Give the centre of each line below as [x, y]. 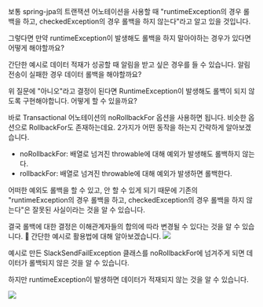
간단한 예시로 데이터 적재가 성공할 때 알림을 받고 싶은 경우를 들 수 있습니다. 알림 [130, 64]
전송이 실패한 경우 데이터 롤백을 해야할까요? [75, 74]
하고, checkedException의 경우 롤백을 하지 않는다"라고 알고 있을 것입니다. [137, 21]
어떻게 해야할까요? [37, 48]
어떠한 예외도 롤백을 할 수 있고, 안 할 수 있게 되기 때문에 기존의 [103, 190]
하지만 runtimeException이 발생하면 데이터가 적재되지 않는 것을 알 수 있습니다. [128, 280]
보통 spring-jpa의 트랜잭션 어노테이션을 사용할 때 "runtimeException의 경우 [125, 11]
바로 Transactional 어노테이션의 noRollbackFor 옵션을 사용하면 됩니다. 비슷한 [128, 117]
